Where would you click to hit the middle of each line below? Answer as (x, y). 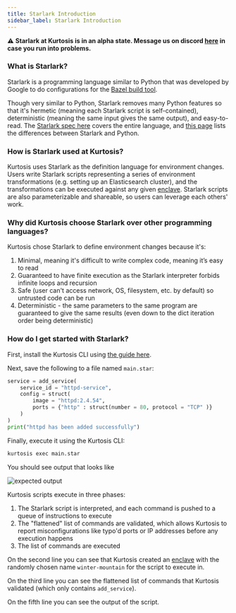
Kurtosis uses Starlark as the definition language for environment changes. (116, 167)
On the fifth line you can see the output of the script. (83, 602)
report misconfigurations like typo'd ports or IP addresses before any (118, 530)
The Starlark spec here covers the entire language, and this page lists (125, 125)
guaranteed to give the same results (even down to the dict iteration (116, 313)
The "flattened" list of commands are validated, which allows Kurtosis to (122, 523)
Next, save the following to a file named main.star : (81, 368)
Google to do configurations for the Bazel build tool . (82, 89)
